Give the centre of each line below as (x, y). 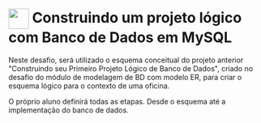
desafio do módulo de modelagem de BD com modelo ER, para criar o (125, 77)
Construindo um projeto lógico (137, 17)
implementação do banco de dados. (68, 110)
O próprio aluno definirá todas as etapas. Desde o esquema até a (117, 101)
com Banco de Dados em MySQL (120, 38)
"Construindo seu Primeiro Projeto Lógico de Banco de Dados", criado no (131, 68)
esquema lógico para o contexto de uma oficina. (89, 86)
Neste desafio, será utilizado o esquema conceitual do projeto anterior (126, 60)
